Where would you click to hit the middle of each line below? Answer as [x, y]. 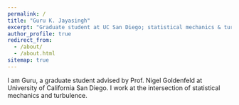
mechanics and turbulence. [47, 95]
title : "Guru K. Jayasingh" [49, 21]
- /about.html [34, 54]
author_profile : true [39, 34]
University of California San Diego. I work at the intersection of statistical [114, 88]
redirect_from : [30, 40]
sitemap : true [28, 60]
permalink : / [27, 14]
